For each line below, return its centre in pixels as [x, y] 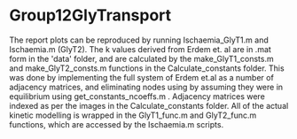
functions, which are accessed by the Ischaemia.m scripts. [117, 124]
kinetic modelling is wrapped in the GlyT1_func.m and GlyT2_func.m [133, 115]
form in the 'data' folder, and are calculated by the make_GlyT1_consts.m [141, 58]
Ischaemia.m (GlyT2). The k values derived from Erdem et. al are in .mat [141, 49]
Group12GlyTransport [90, 15]
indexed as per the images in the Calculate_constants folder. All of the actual [149, 105]
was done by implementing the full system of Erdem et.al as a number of [142, 77]
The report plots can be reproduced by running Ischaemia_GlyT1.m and [139, 40]
